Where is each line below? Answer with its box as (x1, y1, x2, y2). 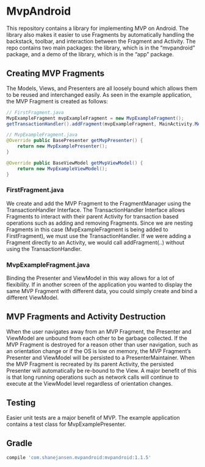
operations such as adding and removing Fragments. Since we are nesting (6, 219, 193, 226)
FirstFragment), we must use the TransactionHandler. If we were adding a (6, 232, 191, 239)
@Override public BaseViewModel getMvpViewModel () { (6, 160, 143, 166)
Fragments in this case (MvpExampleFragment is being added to (6, 225, 169, 233)
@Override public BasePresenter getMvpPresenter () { (6, 138, 143, 144)
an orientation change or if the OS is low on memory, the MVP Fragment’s (6, 347, 191, 354)
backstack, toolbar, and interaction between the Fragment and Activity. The (6, 37, 196, 45)
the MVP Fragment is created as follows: (6, 97, 109, 105)
